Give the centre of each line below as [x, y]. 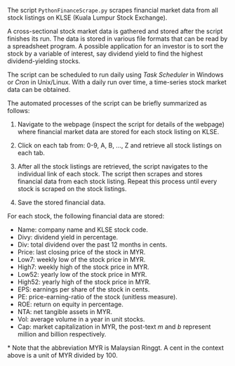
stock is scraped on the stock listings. [72, 189]
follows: [19, 111]
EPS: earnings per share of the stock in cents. [83, 289]
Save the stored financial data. [61, 202]
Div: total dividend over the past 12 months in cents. [92, 244]
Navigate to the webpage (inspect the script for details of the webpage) [121, 124]
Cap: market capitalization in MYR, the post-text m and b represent [114, 327]
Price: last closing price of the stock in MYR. [81, 252]
